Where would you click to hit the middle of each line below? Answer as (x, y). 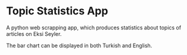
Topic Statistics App (57, 11)
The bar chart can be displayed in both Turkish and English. (79, 45)
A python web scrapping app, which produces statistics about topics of (94, 27)
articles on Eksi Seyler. (34, 33)
